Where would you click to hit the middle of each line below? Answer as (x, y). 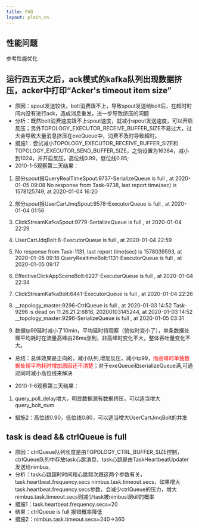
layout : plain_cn (28, 17)
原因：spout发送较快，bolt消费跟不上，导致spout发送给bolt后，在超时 (101, 106)
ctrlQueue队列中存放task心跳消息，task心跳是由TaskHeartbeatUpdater (102, 459)
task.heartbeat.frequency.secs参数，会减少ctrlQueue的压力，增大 (96, 489)
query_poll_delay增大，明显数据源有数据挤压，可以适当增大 (88, 399)
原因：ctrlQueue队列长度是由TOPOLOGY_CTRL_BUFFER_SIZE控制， (99, 451)
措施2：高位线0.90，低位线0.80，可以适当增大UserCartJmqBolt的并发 (101, 418)
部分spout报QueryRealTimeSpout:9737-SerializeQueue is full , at (94, 178)
